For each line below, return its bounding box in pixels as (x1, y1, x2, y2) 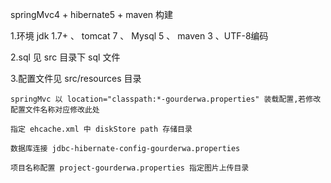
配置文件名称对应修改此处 (10, 105, 100, 115)
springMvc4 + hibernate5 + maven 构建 (10, 9, 174, 20)
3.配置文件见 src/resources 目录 (10, 73, 142, 84)
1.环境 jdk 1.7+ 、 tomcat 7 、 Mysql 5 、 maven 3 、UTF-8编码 (10, 30, 269, 42)
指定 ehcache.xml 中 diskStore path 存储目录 (10, 124, 193, 134)
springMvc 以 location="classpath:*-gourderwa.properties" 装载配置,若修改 (10, 94, 322, 104)
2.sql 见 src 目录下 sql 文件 (10, 51, 121, 63)
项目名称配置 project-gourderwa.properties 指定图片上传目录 (10, 163, 250, 173)
